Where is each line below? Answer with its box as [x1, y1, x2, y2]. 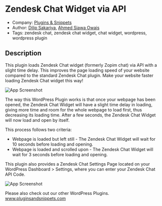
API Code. [5, 171, 25, 177]
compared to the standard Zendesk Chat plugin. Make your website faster [5, 72, 154, 78]
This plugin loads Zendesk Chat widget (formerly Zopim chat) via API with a [5, 62, 157, 68]
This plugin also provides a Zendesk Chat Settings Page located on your [5, 161, 150, 167]
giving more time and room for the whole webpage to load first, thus [5, 107, 142, 112]
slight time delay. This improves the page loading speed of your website [5, 67, 150, 73]
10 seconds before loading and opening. [12, 141, 94, 147]
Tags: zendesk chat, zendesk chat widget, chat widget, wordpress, [12, 30, 147, 36]
